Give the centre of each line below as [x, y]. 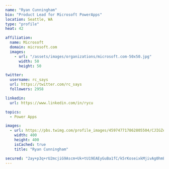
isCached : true [30, 144]
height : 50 [30, 66]
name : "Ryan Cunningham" [31, 10]
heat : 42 [14, 29]
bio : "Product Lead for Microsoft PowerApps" [54, 15]
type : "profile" [22, 24]
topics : [13, 112]
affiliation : [19, 38]
